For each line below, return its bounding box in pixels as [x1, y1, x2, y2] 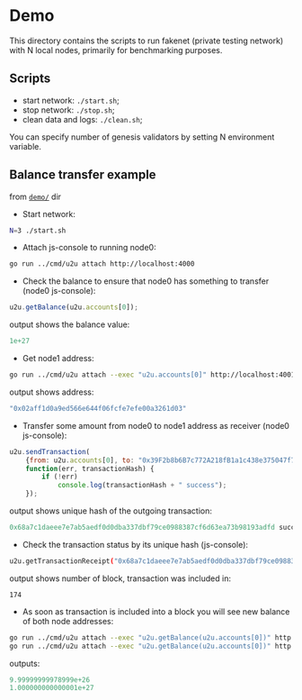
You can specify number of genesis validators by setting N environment [9, 132, 275, 142]
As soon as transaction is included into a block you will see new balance [22, 605, 290, 617]
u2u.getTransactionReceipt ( [9, 556, 115, 566]
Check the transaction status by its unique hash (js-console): [22, 539, 249, 550]
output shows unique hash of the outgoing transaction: [9, 505, 213, 516]
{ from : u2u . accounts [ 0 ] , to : [25, 456, 135, 465]
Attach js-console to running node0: [22, 242, 156, 253]
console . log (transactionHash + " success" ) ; [57, 481, 227, 490]
